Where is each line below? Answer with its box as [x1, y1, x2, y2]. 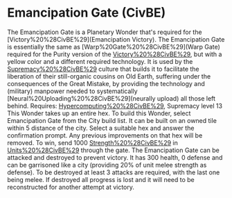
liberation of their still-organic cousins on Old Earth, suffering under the [7, 72, 211, 81]
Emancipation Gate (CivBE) [7, 5, 166, 21]
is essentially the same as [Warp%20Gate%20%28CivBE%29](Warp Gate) [7, 42, 220, 51]
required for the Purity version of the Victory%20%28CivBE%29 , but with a [7, 50, 222, 58]
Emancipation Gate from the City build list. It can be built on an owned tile [7, 116, 217, 124]
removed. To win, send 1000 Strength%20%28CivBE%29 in [7, 138, 178, 147]
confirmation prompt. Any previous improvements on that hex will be [7, 131, 203, 140]
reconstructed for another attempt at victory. [7, 183, 135, 191]
